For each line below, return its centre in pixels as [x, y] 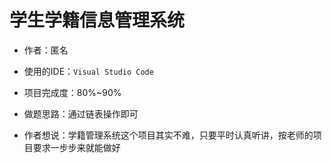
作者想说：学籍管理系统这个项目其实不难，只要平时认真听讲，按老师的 [168, 135]
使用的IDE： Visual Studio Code [88, 71]
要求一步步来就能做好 [76, 147]
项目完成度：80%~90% [72, 92]
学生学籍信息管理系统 [97, 20]
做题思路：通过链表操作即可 [81, 113]
